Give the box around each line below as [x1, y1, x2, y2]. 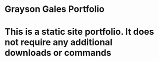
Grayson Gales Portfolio [4, 3, 105, 15]
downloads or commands [4, 47, 111, 59]
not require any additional [4, 37, 112, 48]
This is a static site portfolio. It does [4, 26, 155, 38]
